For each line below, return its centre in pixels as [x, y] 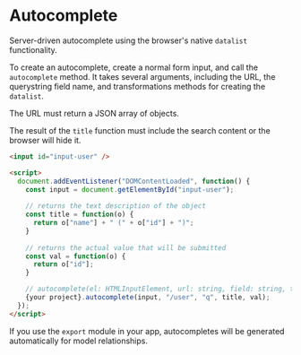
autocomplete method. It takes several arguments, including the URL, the [142, 76]
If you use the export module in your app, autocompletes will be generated [147, 331]
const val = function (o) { [76, 256]
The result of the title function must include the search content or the [140, 130]
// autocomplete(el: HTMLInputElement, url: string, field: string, [156, 289]
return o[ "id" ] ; [63, 264]
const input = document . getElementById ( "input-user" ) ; [130, 189]
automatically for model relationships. [78, 341]
